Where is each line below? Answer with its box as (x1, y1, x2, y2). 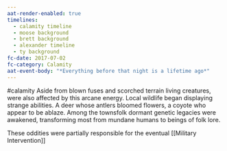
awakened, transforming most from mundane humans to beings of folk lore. (7, 115, 221, 124)
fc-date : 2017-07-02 (7, 55, 67, 62)
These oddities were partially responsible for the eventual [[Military (7, 128, 197, 137)
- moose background (13, 29, 69, 36)
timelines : (7, 16, 38, 23)
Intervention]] (7, 136, 46, 144)
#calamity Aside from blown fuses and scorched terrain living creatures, (7, 86, 211, 95)
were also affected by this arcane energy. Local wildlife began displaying (7, 93, 213, 102)
